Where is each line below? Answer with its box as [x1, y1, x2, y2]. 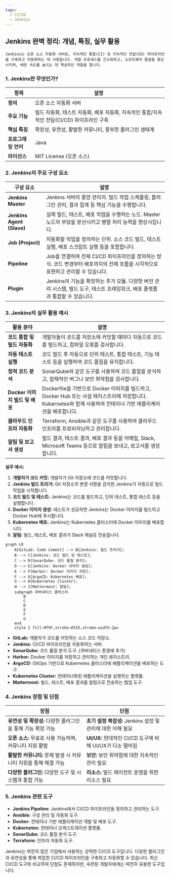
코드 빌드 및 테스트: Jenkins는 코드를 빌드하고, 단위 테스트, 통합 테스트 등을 [12, 494, 160, 500]
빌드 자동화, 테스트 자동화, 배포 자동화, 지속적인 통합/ [34, 109, 153, 116]
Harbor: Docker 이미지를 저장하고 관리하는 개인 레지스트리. [12, 654, 131, 660]
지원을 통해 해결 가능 [18, 760, 65, 767]
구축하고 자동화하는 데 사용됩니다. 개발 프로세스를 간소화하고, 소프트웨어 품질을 [11, 57, 155, 63]
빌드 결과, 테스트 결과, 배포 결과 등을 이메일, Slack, [42, 435, 155, 442]
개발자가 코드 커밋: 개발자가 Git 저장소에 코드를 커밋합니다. [12, 475, 128, 481]
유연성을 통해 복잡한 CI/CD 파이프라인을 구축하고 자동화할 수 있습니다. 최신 [10, 855, 158, 861]
